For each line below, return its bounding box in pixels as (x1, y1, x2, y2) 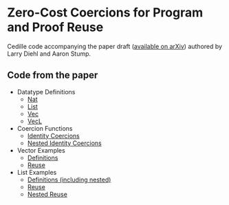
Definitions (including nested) (27, 175, 111, 184)
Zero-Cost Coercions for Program (7, 5, 204, 21)
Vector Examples (17, 146, 65, 154)
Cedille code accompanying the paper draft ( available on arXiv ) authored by (7, 42, 222, 50)
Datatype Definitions (17, 87, 76, 96)
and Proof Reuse (7, 19, 104, 35)
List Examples (17, 168, 57, 176)
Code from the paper (7, 69, 98, 81)
